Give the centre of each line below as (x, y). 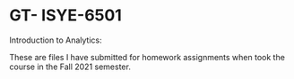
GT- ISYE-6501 (66, 16)
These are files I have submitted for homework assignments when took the (147, 57)
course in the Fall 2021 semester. (70, 67)
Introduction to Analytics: (56, 40)
